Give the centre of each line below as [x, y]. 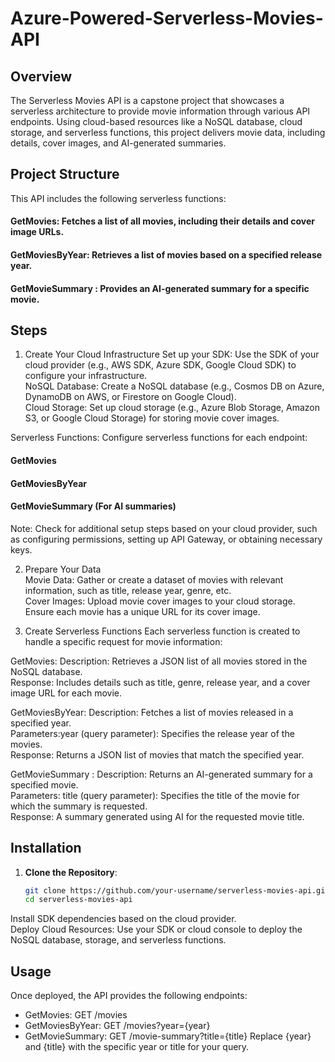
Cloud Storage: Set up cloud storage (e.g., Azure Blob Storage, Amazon [172, 408]
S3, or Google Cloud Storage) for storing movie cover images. [152, 418]
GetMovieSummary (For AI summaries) [93, 506]
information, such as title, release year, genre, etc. [128, 590]
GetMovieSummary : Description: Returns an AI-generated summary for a [161, 774]
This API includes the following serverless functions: [118, 198]
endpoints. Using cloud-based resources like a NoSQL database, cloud [156, 121]
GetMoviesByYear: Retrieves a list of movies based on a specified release [166, 255]
